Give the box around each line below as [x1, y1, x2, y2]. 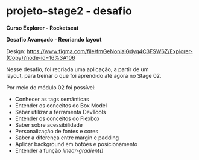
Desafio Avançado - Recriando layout [6, 36, 102, 43]
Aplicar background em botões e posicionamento [14, 140, 137, 147]
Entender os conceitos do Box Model [14, 101, 107, 109]
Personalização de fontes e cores [14, 127, 98, 135]
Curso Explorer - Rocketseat [6, 24, 79, 31]
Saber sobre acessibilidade [14, 121, 83, 128]
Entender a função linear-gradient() [14, 147, 104, 154]
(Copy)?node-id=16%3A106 [6, 54, 75, 61]
